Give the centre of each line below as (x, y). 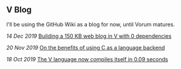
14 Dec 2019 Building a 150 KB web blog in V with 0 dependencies (89, 36)
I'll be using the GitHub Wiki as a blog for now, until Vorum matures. (90, 24)
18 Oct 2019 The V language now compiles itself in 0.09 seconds (87, 59)
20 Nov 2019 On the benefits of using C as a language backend (86, 47)
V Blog (19, 10)
